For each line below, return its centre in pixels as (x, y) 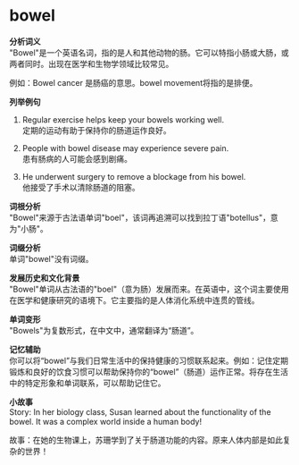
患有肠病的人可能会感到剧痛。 (77, 158)
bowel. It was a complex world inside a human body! (106, 421)
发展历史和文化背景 (45, 277)
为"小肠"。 (29, 228)
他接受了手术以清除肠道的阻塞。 (81, 187)
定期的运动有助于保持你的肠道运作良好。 (96, 130)
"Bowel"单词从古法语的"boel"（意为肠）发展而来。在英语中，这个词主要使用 (149, 289)
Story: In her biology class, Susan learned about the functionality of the (140, 411)
